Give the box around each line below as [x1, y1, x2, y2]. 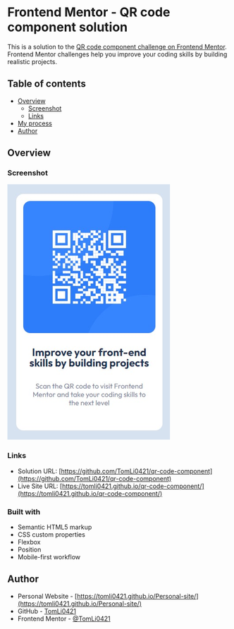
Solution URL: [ [17, 466, 61, 475]
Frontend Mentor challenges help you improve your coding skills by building [7, 50, 228, 58]
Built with [7, 506, 41, 516]
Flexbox [17, 538, 41, 547]
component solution [7, 19, 128, 35]
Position [17, 545, 42, 554]
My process [17, 119, 53, 127]
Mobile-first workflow [17, 553, 81, 561]
